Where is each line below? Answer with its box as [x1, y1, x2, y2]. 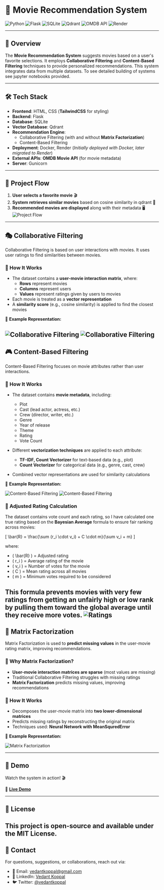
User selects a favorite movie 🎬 [12, 192, 78, 198]
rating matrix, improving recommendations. [5, 646, 92, 652]
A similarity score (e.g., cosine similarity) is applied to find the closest [12, 302, 154, 307]
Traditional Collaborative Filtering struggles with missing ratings [12, 674, 141, 680]
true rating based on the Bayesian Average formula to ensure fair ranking [5, 519, 153, 525]
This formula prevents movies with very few [5, 588, 142, 596]
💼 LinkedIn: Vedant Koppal [12, 874, 65, 880]
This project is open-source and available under [5, 821, 154, 830]
